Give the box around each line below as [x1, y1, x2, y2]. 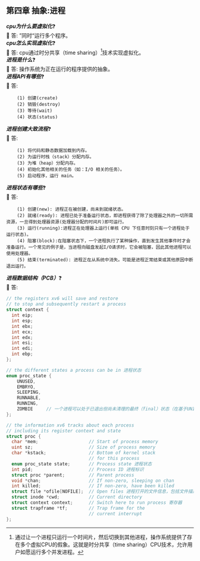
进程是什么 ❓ [6, 56, 36, 64]
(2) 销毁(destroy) [17, 102, 61, 108]
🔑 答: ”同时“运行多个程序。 [6, 32, 71, 39]
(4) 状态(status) [17, 114, 58, 120]
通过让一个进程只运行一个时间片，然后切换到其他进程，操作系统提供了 [14, 533, 187, 540]
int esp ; [11, 318, 33, 324]
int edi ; [11, 346, 33, 352]
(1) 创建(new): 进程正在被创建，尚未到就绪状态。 [17, 206, 126, 212]
